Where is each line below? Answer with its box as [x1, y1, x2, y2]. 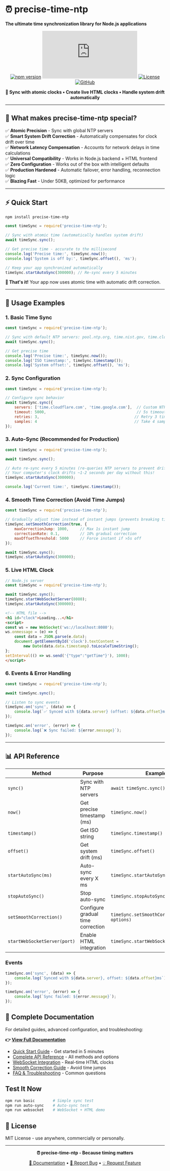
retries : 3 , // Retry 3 [14, 414, 157, 419]
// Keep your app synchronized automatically [5, 265, 103, 270]
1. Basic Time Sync [5, 314, 52, 321]
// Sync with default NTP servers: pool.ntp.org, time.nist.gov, [5, 334, 146, 340]
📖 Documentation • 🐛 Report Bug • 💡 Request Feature [29, 1160, 141, 1166]
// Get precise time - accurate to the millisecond [5, 246, 116, 252]
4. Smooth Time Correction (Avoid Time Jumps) [5, 497, 125, 504]
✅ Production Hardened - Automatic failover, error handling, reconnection [5, 167, 160, 173]
